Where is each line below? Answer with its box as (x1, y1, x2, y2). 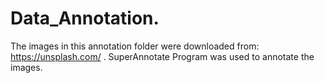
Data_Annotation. (10, 7, 160, 30)
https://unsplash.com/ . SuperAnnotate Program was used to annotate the (10, 50, 315, 62)
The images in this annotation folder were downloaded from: (10, 40, 260, 52)
